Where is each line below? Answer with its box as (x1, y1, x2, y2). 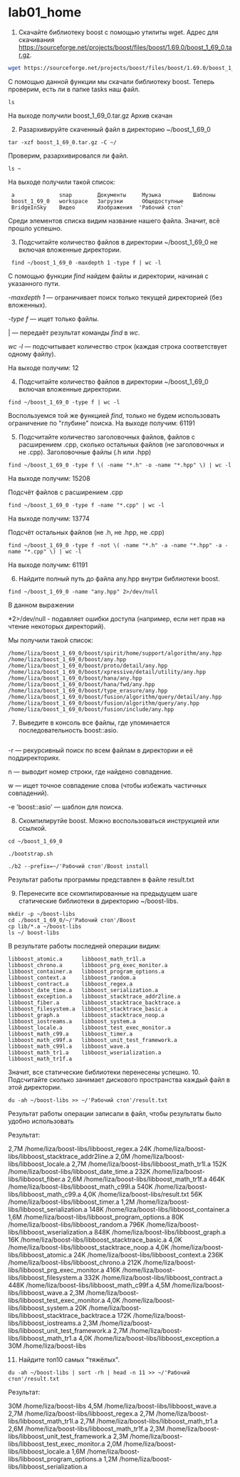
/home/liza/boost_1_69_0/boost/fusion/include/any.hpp (8, 705, 174, 713)
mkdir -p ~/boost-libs (8, 910, 75, 917)
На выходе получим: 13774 (8, 514, 90, 523)
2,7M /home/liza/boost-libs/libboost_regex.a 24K (8, 1144, 152, 1153)
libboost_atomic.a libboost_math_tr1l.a (8, 955, 145, 963)
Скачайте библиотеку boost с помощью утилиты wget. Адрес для (18, 28, 219, 36)
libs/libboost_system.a (8, 1303, 74, 1312)
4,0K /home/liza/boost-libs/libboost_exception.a (78, 1334, 219, 1342)
